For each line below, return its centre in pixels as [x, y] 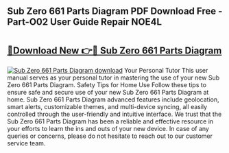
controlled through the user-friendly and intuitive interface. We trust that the [114, 114]
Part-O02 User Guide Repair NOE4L [85, 22]
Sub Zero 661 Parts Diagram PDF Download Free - [115, 11]
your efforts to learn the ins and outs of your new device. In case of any [108, 129]
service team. [26, 143]
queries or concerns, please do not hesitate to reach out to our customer [110, 136]
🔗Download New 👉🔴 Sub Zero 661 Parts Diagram [114, 50]
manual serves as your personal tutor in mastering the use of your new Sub [113, 78]
